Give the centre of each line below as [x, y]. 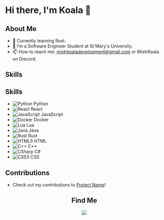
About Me [21, 29]
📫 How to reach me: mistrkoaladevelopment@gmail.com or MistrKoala [86, 52]
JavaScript [52, 114]
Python [41, 104]
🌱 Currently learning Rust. [39, 41]
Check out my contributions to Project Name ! [59, 185]
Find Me [84, 201]
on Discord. [24, 59]
